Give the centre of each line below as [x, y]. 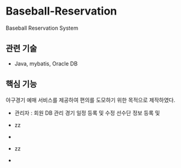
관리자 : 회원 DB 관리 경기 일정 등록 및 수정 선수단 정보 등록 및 [87, 113]
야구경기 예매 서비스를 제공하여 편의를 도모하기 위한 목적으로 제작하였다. [90, 100]
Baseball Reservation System [42, 28]
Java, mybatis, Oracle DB [46, 63]
